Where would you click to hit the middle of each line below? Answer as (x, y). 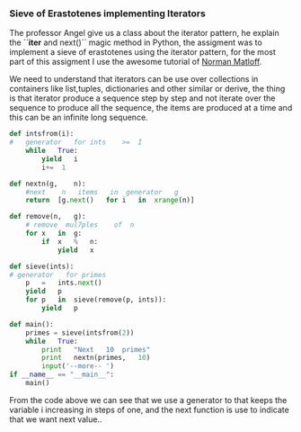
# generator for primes (58, 274)
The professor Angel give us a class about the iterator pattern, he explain (145, 33)
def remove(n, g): (48, 217)
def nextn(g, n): (48, 184)
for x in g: (54, 234)
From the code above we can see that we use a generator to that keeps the (148, 400)
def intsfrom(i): (42, 134)
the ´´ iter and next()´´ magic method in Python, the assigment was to (136, 42)
